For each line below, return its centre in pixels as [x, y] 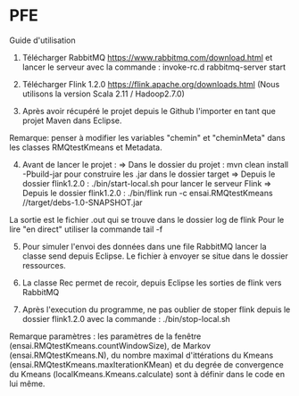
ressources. [44, 265]
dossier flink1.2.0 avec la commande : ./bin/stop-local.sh [126, 318]
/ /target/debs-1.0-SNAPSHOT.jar [82, 202]
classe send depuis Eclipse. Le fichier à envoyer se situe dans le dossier [155, 256]
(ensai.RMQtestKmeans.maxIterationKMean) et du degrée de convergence [146, 364]
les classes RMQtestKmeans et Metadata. [86, 147]
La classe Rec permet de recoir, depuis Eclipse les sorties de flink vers [152, 283]
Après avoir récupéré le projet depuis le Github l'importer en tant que [149, 111]
